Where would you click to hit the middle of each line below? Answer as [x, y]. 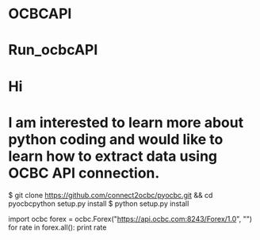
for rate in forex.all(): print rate [57, 227]
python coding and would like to [116, 139]
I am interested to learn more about [126, 122]
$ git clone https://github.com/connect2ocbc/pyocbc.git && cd [111, 195]
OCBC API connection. [84, 173]
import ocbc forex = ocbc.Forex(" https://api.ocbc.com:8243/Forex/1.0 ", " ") [130, 219]
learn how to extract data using [113, 156]
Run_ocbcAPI [53, 50]
